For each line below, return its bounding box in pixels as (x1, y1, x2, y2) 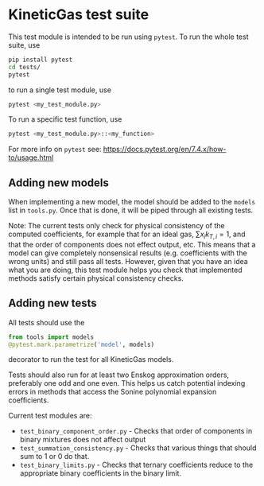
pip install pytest (8, 56, 73, 64)
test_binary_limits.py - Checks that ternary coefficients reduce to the (19, 460, 254, 470)
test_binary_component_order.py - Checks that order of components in (19, 426, 253, 436)
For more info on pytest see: (8, 145, 102, 154)
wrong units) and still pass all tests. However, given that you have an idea (8, 256, 248, 266)
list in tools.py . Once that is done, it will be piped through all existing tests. (8, 205, 254, 216)
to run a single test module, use (8, 85, 111, 95)
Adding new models (8, 176, 110, 189)
